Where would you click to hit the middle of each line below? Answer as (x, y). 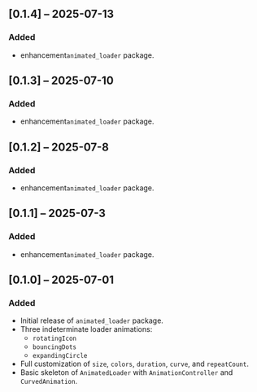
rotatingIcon (54, 339)
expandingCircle (60, 356)
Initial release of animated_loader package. (92, 320)
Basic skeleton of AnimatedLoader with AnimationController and (126, 372)
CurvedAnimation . (49, 381)
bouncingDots (54, 347)
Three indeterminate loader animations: (86, 329)
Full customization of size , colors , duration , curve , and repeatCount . (135, 364)
